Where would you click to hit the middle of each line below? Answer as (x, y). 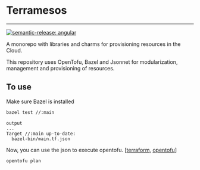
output (14, 123)
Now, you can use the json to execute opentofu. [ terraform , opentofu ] (92, 150)
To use (19, 87)
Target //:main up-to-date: (41, 134)
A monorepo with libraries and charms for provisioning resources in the (93, 44)
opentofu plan (24, 161)
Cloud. (14, 50)
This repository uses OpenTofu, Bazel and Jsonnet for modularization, (92, 62)
